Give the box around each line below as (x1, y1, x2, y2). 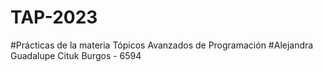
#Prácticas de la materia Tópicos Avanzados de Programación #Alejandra (10, 39, 314, 51)
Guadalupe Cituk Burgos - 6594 (10, 49, 142, 61)
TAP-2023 (10, 6, 98, 29)
